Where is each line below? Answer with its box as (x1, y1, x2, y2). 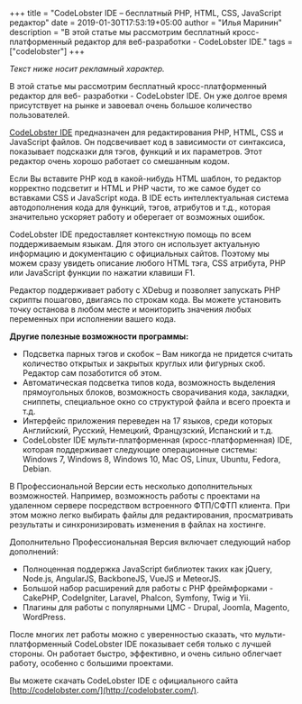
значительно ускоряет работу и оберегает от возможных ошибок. (9, 212, 266, 222)
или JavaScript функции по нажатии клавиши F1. (9, 268, 196, 278)
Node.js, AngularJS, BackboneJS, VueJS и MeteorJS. (22, 573, 222, 584)
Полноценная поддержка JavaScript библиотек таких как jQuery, (22, 563, 273, 574)
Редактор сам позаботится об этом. (22, 368, 162, 378)
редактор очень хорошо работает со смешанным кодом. (9, 156, 230, 166)
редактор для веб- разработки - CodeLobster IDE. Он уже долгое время (9, 90, 288, 101)
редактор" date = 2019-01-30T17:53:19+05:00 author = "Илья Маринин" (9, 17, 282, 28)
